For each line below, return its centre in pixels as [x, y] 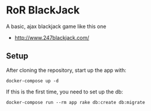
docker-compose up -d [32, 81]
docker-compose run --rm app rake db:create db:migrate [75, 102]
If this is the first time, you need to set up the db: [65, 92]
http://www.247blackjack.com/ [52, 37]
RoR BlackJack [43, 10]
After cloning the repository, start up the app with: [66, 70]
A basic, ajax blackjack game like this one [56, 26]
